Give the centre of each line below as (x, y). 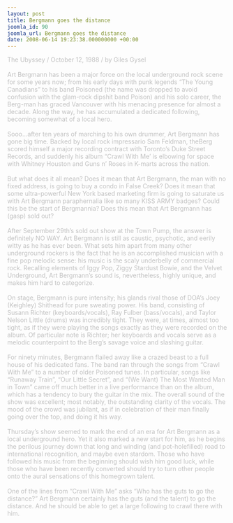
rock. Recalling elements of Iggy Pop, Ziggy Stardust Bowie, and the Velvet (115, 268)
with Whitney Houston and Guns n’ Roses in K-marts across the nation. (109, 164)
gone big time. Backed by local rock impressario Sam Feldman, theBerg (110, 141)
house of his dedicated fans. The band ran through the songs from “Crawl (113, 365)
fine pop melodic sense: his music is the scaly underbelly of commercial (111, 260)
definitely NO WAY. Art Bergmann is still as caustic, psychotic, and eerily (111, 238)
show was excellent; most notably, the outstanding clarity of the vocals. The (116, 402)
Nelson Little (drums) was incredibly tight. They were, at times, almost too (113, 320)
